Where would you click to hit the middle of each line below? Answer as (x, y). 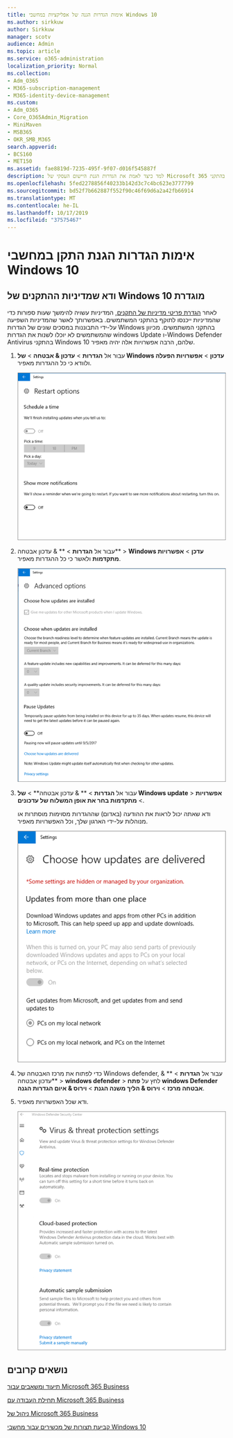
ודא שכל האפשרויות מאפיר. (53, 1101)
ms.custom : (23, 103)
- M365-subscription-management (54, 88)
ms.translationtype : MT (42, 198)
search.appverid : (32, 147)
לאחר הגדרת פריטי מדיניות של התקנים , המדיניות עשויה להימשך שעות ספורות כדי (112, 312)
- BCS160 (20, 154)
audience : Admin (31, 44)
